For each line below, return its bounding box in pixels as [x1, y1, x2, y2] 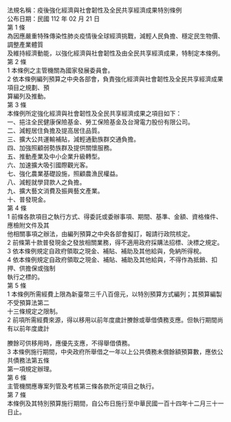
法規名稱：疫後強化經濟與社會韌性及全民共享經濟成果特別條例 [7, 6, 182, 14]
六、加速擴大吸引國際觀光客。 [7, 161, 91, 169]
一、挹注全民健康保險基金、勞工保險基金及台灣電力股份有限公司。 [7, 118, 194, 126]
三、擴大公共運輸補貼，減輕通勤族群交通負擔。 [7, 135, 140, 143]
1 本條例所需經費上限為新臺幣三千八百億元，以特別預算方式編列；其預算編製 [7, 290, 222, 298]
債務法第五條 [12, 357, 49, 364]
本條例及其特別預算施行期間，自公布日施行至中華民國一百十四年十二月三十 [7, 399, 218, 408]
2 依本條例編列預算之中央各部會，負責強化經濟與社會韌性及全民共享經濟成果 [7, 75, 223, 83]
